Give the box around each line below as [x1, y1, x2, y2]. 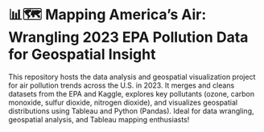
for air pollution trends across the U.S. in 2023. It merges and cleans [8, 80, 235, 90]
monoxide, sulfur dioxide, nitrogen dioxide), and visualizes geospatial [8, 97, 238, 107]
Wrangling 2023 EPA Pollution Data [8, 28, 249, 47]
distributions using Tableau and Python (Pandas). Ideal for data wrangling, [8, 105, 255, 116]
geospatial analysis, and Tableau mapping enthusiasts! [8, 114, 190, 124]
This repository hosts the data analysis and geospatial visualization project [8, 72, 256, 81]
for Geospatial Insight [8, 45, 156, 64]
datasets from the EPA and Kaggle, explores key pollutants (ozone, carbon [8, 89, 255, 98]
